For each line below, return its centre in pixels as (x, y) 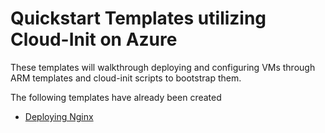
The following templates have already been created (116, 97)
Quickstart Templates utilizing (138, 18)
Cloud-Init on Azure (94, 39)
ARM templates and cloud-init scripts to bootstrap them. (126, 78)
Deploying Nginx (59, 116)
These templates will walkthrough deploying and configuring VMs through (163, 67)
